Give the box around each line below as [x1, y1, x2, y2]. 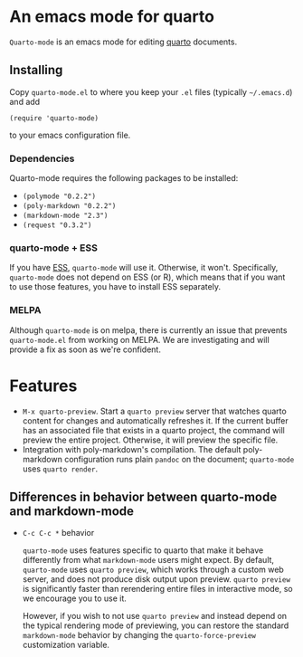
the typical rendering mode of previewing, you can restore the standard [22, 620, 289, 631]
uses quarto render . [22, 463, 99, 474]
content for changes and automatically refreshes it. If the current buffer [22, 414, 289, 426]
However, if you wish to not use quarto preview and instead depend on [22, 611, 288, 622]
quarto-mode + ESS [9, 242, 98, 254]
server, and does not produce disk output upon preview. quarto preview [22, 574, 291, 585]
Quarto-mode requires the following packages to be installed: [9, 173, 239, 184]
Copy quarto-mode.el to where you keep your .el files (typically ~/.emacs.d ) [9, 86, 293, 97]
